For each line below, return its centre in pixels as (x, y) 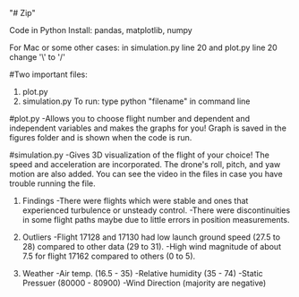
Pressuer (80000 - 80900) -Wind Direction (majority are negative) (144, 283)
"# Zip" (22, 13)
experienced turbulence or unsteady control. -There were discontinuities (156, 210)
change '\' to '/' (37, 57)
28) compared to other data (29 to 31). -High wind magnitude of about (152, 246)
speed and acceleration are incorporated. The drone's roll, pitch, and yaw (145, 164)
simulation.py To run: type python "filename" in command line (136, 101)
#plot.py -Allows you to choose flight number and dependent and (130, 119)
